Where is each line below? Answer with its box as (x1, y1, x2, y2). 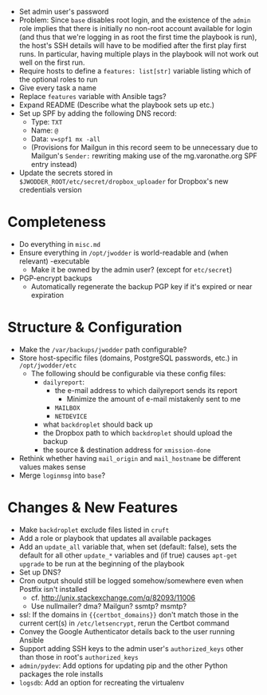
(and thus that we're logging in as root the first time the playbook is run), (18, 32, 257, 42)
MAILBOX (54, 403, 80, 412)
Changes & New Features (7, 498, 179, 517)
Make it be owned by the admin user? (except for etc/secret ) (30, 264, 233, 274)
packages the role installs (18, 669, 104, 678)
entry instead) (30, 160, 77, 169)
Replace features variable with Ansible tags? (18, 92, 167, 101)
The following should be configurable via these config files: (30, 368, 226, 378)
